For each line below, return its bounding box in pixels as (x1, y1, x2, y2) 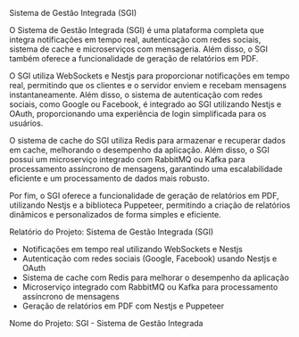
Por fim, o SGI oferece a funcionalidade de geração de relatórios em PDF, (9, 191, 279, 201)
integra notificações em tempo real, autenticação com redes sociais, (9, 35, 262, 45)
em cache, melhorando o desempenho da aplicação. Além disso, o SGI (9, 144, 270, 155)
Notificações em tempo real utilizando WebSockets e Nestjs (21, 244, 243, 254)
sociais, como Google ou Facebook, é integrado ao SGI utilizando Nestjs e (9, 99, 282, 110)
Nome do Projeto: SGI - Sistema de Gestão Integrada (9, 318, 203, 328)
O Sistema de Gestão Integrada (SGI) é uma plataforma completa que (9, 25, 265, 35)
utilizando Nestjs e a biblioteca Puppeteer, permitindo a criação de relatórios (9, 200, 291, 210)
